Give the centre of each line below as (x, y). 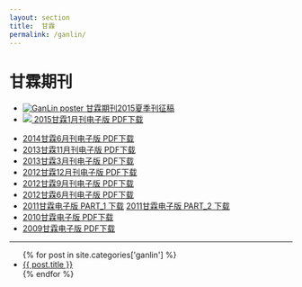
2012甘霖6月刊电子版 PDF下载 (78, 195)
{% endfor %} (48, 274)
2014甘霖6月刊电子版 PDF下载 (78, 139)
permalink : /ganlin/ (48, 34)
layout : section (40, 18)
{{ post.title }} (48, 265)
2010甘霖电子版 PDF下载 (68, 218)
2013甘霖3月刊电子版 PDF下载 (78, 161)
